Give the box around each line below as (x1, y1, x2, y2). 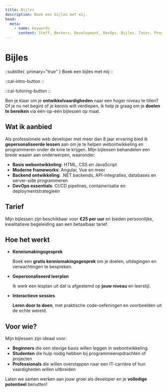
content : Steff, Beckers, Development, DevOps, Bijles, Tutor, (18, 30, 153, 35)
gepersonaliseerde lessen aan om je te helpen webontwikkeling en (5, 141, 144, 147)
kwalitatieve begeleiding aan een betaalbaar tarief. (5, 221, 108, 227)
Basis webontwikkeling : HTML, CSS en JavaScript (12, 161, 117, 167)
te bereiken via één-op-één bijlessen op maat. (5, 108, 100, 114)
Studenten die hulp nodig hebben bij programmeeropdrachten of (12, 351, 146, 357)
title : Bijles (5, 7, 35, 12)
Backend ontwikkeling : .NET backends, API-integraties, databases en (12, 172, 157, 178)
